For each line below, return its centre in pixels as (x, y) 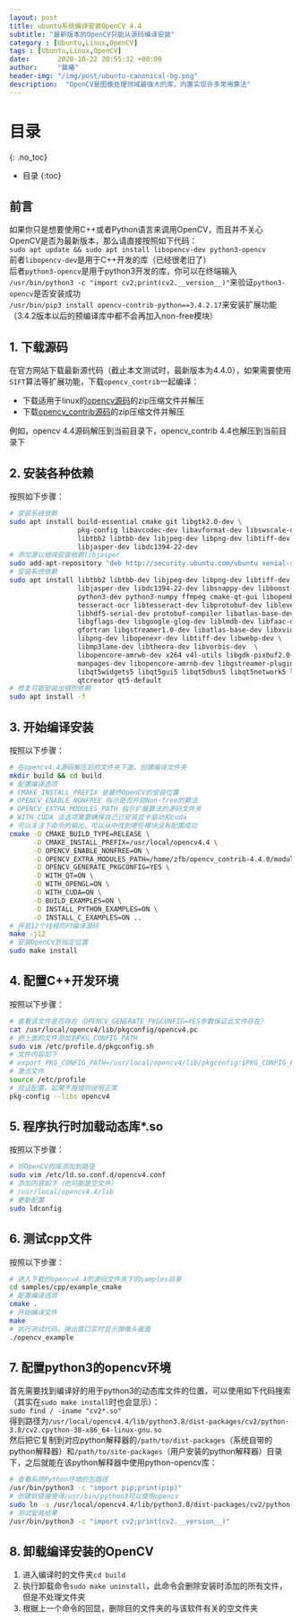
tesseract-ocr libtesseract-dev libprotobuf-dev (170, 605)
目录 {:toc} (42, 175)
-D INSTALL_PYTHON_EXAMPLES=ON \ (95, 909)
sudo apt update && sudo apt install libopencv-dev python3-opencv (138, 250)
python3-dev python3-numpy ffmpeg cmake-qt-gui (168, 597)
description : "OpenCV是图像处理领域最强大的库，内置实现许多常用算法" (130, 84)
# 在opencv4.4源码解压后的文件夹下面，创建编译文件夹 (98, 767)
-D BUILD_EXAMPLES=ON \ (77, 901)
